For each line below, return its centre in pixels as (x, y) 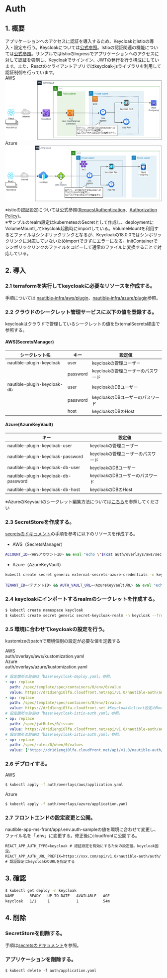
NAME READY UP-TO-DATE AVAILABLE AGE (58, 896)
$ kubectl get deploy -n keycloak (41, 891)
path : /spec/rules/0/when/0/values (46, 745)
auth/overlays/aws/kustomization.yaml (45, 656)
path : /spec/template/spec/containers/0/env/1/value (65, 703)
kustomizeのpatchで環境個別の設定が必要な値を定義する (63, 641)
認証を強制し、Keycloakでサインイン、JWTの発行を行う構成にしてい (88, 60)
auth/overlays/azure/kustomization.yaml (46, 667)
